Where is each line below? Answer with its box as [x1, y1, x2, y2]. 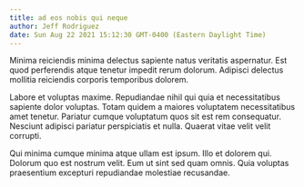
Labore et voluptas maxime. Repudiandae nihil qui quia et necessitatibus [9, 92, 280, 103]
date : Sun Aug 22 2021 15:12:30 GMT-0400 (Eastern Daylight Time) [9, 30, 267, 39]
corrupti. [9, 131, 43, 142]
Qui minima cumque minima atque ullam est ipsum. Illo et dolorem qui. [9, 148, 272, 159]
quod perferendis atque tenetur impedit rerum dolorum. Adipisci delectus [9, 64, 284, 75]
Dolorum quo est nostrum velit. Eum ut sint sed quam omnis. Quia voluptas [9, 158, 289, 169]
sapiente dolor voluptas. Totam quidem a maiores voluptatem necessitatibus [9, 102, 296, 113]
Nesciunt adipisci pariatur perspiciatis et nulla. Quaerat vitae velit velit [9, 121, 271, 132]
